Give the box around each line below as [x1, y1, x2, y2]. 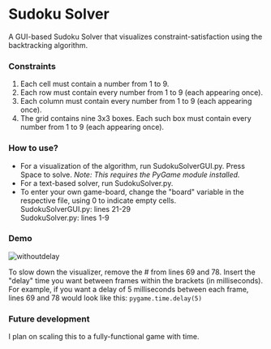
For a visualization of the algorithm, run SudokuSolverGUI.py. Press [19, 161, 246, 170]
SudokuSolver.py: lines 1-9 [19, 213, 110, 222]
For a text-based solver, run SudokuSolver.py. [19, 178, 174, 187]
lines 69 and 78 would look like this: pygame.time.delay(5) [8, 293, 203, 303]
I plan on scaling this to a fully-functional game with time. [8, 332, 200, 342]
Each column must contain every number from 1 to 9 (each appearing [19, 97, 252, 106]
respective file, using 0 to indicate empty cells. [19, 196, 177, 205]
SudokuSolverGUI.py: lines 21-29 [19, 204, 131, 213]
